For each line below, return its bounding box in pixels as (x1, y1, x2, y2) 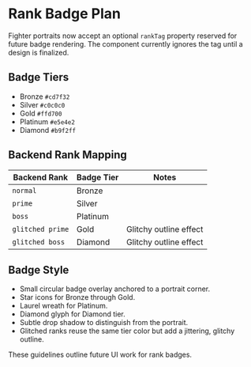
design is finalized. (8, 47, 69, 57)
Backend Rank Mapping (8, 148, 128, 162)
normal (12, 186, 37, 195)
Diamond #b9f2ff (19, 125, 77, 134)
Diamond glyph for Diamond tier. (19, 309, 126, 319)
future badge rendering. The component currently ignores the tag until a (8, 39, 243, 48)
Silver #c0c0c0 (19, 100, 66, 109)
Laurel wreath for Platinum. (19, 301, 108, 311)
